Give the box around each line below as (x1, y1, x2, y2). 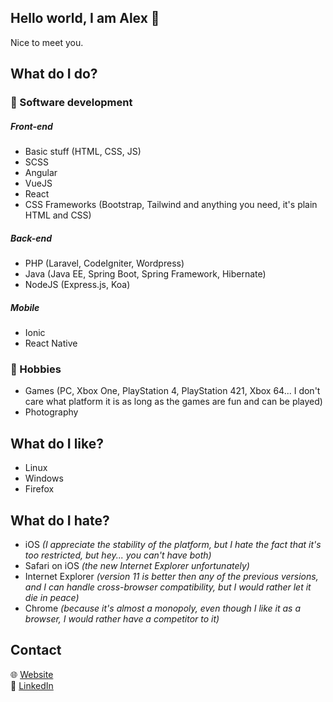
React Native (24, 337, 78, 350)
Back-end (10, 232, 52, 244)
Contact (10, 642, 62, 659)
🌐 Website (10, 668, 54, 680)
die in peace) (24, 591, 80, 603)
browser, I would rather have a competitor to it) (24, 612, 220, 625)
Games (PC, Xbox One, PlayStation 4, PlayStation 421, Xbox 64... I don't (24, 385, 321, 397)
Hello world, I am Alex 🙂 (10, 10, 160, 27)
